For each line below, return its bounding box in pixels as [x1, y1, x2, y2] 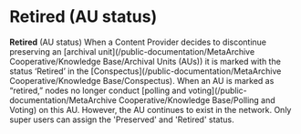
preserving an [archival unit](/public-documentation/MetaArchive [9, 46, 255, 57]
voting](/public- [188, 85, 248, 96]
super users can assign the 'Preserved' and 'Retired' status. [9, 114, 234, 125]
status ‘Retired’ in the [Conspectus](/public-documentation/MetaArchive [9, 66, 282, 77]
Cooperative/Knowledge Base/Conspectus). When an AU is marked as [9, 75, 275, 86]
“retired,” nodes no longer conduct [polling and [9, 85, 187, 96]
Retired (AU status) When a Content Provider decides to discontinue [9, 36, 267, 47]
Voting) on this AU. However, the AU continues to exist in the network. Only [9, 104, 292, 115]
